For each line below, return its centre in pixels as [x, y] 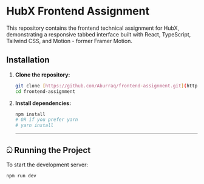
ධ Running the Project [49, 150]
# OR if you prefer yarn [46, 120]
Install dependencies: [43, 103]
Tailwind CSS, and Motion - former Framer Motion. [69, 41]
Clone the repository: [42, 75]
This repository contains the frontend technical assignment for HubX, [93, 28]
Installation [28, 60]
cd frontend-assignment [45, 91]
